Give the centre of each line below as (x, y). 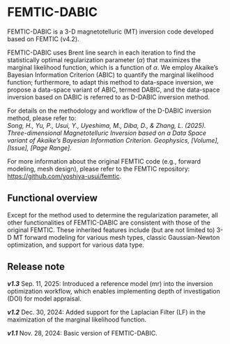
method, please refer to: (42, 118)
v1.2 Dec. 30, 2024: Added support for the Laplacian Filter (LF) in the (107, 312)
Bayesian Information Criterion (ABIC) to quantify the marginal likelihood (110, 75)
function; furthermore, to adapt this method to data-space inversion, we (110, 82)
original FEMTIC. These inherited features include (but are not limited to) (111, 230)
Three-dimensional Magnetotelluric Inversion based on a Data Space (107, 133)
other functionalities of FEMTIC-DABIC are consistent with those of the (109, 222)
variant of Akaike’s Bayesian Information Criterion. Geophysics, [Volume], (113, 140)
